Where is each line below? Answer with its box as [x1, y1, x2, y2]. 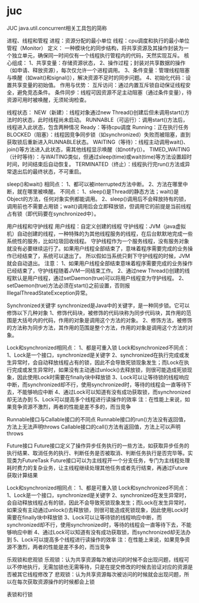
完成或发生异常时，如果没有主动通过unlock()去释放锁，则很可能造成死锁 [11, 366, 188, 373]
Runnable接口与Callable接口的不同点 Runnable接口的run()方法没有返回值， [6, 415, 189, 423]
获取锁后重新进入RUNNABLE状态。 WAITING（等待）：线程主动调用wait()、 [6, 138, 189, 146]
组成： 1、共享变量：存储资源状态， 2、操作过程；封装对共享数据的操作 [11, 59, 186, 66]
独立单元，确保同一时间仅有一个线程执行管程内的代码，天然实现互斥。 [11, 51, 182, 59]
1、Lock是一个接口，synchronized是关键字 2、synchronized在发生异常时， [6, 491, 190, 498]
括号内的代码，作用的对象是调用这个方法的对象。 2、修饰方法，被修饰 [22, 317, 193, 324]
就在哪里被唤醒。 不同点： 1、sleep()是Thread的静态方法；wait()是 [17, 188, 180, 195]
